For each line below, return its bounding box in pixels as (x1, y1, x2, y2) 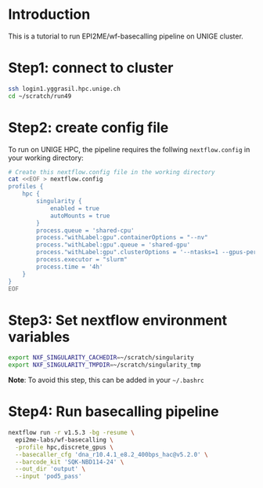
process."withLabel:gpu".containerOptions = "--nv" (36, 234, 209, 242)
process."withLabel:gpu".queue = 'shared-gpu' (36, 241, 191, 249)
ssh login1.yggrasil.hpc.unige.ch (8, 85, 121, 93)
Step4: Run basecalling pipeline (8, 402, 219, 421)
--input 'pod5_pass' (15, 472, 82, 480)
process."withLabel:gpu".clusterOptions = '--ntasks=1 (36, 249, 219, 257)
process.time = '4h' (36, 263, 103, 271)
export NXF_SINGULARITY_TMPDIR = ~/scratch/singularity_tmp (8, 361, 201, 370)
